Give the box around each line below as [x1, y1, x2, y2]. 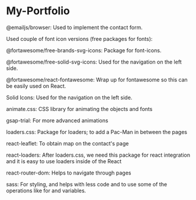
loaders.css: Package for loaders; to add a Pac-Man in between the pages [6, 128, 188, 135]
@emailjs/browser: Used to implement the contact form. [6, 24, 143, 31]
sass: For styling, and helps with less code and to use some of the [6, 180, 168, 188]
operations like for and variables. [6, 187, 86, 194]
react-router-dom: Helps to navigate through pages [6, 169, 131, 176]
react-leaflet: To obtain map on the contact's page [6, 139, 129, 147]
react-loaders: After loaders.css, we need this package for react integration [6, 151, 191, 158]
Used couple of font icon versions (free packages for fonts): [6, 35, 153, 42]
